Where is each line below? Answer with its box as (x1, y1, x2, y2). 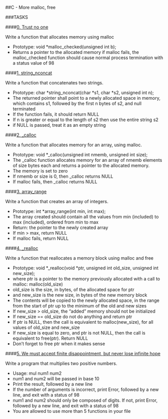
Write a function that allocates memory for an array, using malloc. (5, 142, 142, 148)
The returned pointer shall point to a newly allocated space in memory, (12, 95, 161, 101)
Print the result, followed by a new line (12, 381, 93, 387)
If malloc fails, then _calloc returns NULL (12, 179, 97, 185)
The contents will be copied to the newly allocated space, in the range (12, 297, 160, 303)
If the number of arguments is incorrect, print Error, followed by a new (12, 386, 159, 393)
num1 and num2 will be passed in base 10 (12, 376, 100, 381)
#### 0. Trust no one (5, 24, 49, 30)
